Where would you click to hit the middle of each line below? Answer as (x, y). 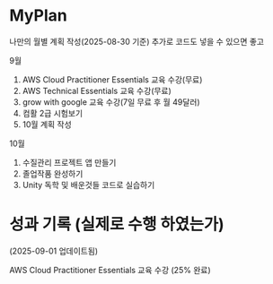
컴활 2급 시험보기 (53, 113)
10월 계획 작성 (47, 124)
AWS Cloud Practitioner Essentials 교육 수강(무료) (112, 79)
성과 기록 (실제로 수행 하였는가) (117, 224)
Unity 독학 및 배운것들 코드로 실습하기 (88, 185)
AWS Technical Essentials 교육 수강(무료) (97, 90)
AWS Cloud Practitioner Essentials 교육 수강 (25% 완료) (110, 270)
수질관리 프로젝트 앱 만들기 (69, 162)
